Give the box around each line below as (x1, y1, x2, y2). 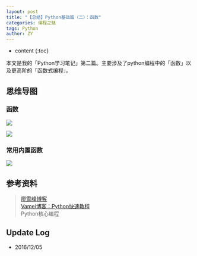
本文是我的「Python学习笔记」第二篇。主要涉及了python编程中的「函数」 (6, 60, 186, 67)
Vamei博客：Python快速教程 (20, 202, 90, 210)
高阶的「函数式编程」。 (16, 67, 71, 74)
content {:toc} (14, 47, 49, 54)
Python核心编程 (20, 210, 59, 217)
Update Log (6, 227, 50, 238)
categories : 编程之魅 (6, 20, 56, 26)
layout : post (6, 8, 39, 15)
